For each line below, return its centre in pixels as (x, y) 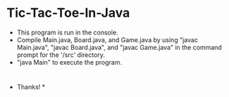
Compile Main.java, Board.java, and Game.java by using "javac (107, 39)
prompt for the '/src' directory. (61, 55)
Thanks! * (31, 87)
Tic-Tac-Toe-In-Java (68, 13)
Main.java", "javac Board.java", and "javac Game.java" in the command (119, 47)
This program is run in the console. (67, 32)
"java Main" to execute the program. (69, 62)
